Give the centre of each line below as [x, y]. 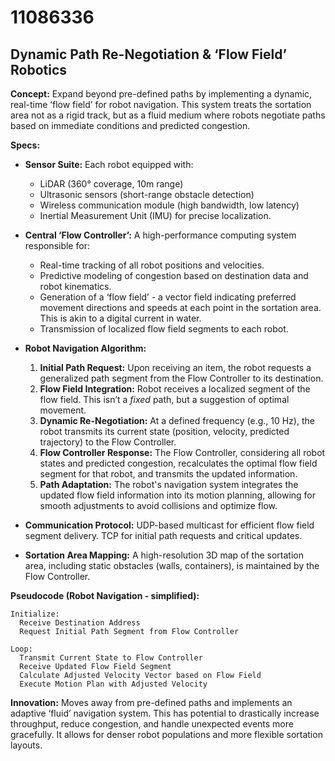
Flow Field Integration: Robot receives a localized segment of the [175, 389]
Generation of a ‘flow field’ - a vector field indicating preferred [168, 297]
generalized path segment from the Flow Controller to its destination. [181, 378]
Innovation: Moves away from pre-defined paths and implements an [151, 702]
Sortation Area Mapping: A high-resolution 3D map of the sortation [164, 555]
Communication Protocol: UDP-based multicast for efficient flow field [169, 525]
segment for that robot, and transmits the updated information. [168, 474]
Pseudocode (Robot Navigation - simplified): [105, 595]
